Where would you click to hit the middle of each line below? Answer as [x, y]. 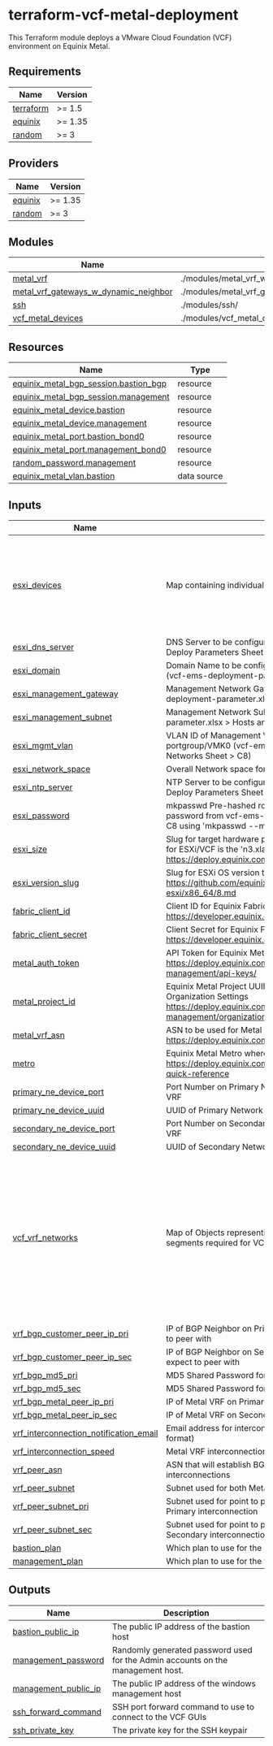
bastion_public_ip [46, 1631]
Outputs [30, 1590]
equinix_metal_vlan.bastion [64, 476]
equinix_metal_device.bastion [69, 410]
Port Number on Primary [212, 1087]
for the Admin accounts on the [170, 1660]
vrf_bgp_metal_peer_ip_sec [65, 1415]
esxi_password [41, 816]
